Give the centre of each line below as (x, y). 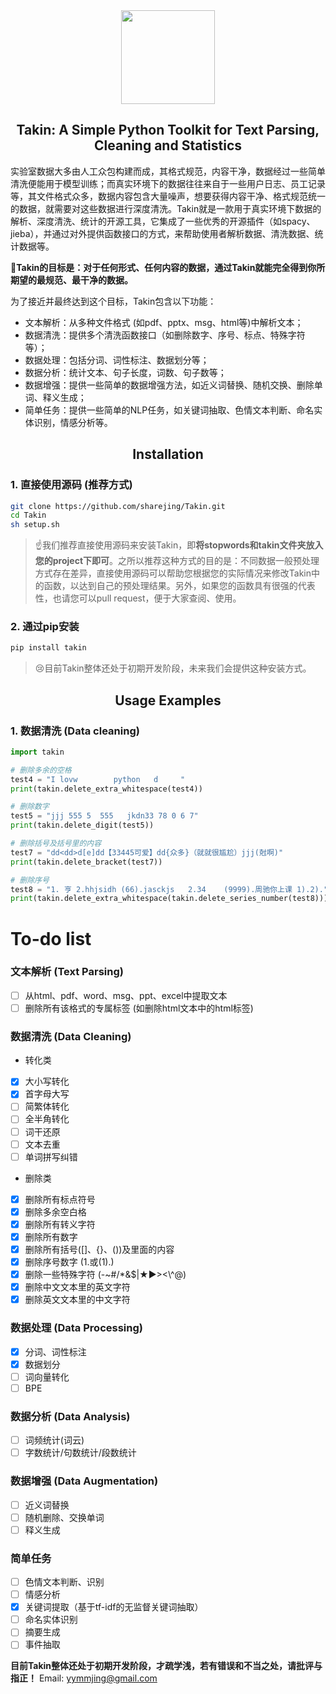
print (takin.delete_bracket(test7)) (86, 862)
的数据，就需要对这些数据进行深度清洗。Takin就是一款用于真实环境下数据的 (166, 208)
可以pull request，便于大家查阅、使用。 (160, 598)
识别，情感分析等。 (73, 422)
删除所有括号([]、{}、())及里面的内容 (99, 1249)
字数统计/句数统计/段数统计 (80, 1453)
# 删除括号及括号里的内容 (56, 844)
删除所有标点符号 (60, 1199)
